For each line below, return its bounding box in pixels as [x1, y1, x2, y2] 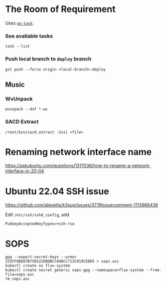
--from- [146, 267, 162, 273]
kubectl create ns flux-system [5, 263, 70, 268]
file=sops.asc [5, 272, 35, 277]
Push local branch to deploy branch [5, 55, 92, 62]
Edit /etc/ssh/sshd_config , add [5, 211, 70, 218]
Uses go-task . [5, 20, 34, 26]
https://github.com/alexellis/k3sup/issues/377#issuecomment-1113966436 [5, 202, 159, 208]
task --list [5, 44, 30, 49]
